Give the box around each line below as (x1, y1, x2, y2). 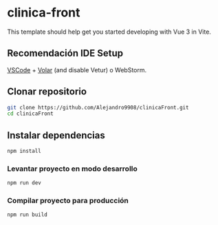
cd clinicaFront (7, 110, 54, 118)
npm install (7, 148, 41, 155)
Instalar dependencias (7, 129, 105, 141)
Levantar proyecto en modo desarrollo (7, 164, 138, 173)
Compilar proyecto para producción (7, 196, 129, 206)
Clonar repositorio (7, 86, 87, 98)
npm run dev (7, 180, 41, 186)
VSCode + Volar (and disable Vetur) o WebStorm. (7, 65, 147, 74)
